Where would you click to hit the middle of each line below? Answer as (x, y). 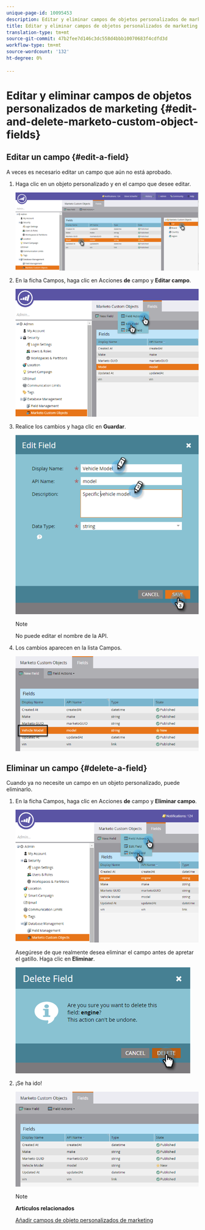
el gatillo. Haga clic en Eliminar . (55, 959)
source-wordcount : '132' (38, 52)
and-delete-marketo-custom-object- (102, 122)
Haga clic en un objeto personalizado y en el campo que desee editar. (103, 184)
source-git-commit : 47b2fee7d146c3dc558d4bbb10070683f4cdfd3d (87, 39)
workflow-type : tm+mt (34, 45)
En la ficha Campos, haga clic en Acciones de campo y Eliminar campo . (106, 801)
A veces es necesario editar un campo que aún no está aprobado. (89, 172)
